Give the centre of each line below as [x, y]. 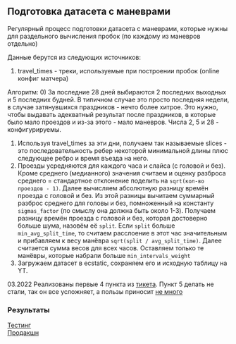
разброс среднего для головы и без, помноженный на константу [116, 203]
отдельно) [23, 43]
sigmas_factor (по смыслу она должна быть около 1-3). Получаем [117, 210]
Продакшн [23, 333]
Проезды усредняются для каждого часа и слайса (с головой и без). [121, 166]
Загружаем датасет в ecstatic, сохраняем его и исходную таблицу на [122, 263]
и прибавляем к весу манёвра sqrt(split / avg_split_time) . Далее [119, 240]
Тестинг [19, 325]
